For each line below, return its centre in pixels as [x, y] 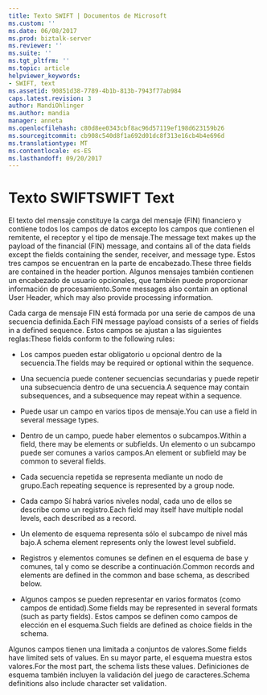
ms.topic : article [39, 69]
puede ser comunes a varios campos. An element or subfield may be [133, 453]
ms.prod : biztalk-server [50, 38]
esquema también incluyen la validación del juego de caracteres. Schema [129, 675]
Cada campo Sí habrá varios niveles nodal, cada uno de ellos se [126, 501]
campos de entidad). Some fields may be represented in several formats [139, 608]
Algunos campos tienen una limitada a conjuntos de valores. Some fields [128, 649]
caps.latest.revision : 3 [50, 98]
